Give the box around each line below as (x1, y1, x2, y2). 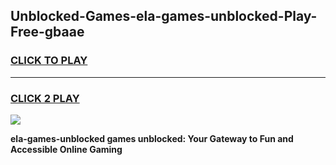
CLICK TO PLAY (10, 54, 88, 68)
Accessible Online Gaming (10, 143, 123, 155)
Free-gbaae (10, 24, 85, 41)
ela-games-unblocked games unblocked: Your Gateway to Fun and (10, 132, 294, 144)
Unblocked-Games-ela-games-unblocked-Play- (10, 8, 318, 25)
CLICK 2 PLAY (10, 91, 80, 105)
